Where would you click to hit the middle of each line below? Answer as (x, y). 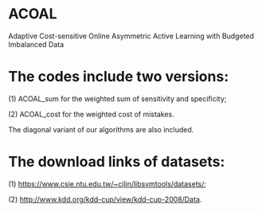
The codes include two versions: (119, 77)
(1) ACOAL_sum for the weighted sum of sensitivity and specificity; (117, 98)
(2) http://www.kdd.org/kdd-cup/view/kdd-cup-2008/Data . (105, 199)
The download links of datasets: (117, 162)
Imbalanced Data (36, 44)
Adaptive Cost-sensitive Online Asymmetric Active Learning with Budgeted (131, 36)
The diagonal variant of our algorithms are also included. (101, 129)
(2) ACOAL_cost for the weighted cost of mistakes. (91, 114)
